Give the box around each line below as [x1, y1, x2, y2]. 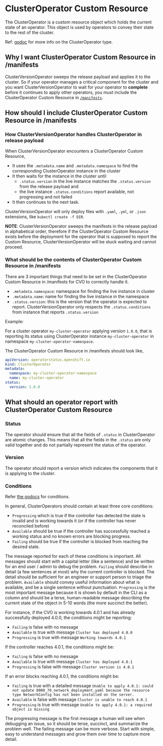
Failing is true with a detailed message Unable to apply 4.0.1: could [12, 683, 154, 689]
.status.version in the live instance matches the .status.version [19, 178, 151, 184]
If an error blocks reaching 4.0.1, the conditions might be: [5, 673, 119, 680]
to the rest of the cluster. [5, 29, 54, 35]
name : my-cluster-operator [9, 375, 64, 380]
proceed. [5, 244, 23, 250]
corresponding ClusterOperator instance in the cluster [12, 168, 121, 174]
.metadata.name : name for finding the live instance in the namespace [12, 293, 149, 299]
